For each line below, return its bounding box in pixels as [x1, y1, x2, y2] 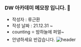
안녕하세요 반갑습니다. [11, 37, 55, 43]
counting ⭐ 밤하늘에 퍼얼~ [11, 29, 64, 35]
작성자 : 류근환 [11, 16, 40, 23]
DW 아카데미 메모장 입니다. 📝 [4, 4, 71, 11]
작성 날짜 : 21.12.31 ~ [11, 23, 53, 29]
